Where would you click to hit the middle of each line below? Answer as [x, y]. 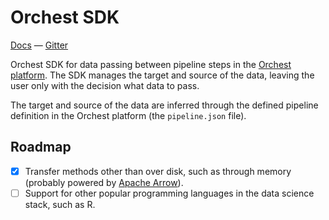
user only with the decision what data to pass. [105, 85]
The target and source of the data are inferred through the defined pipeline [164, 105]
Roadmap [41, 147]
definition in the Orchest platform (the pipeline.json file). [128, 115]
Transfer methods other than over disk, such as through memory [158, 171]
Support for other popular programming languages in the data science [169, 193]
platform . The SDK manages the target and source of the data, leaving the [162, 75]
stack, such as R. [60, 204]
